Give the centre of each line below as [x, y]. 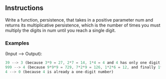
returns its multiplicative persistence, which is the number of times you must [83, 25]
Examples [17, 43]
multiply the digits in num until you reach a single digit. [61, 30]
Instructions [24, 8]
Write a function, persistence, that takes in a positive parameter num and [79, 20]
